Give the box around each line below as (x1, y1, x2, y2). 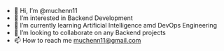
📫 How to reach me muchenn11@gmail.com (13, 37, 141, 44)
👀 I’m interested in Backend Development (13, 14, 133, 22)
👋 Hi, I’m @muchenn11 (13, 7, 78, 14)
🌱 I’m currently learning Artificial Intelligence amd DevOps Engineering (13, 21, 218, 29)
